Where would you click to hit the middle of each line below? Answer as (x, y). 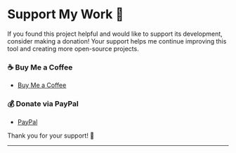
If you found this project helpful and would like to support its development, (115, 34)
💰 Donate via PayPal (43, 104)
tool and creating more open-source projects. (73, 48)
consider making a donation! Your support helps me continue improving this (117, 41)
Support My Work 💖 (66, 14)
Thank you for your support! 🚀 (51, 135)
